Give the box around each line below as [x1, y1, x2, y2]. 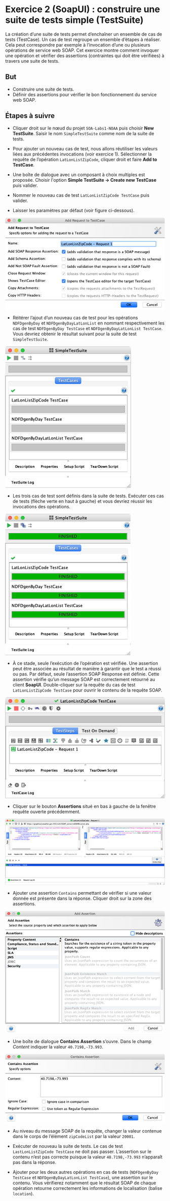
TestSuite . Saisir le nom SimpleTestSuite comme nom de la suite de [12, 130, 154, 136]
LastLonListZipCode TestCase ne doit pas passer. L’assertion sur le [12, 1148, 152, 1154]
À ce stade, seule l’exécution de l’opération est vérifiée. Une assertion [12, 660, 158, 666]
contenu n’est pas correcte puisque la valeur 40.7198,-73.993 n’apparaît [12, 1153, 163, 1160]
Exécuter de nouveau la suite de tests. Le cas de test [12, 1143, 123, 1149]
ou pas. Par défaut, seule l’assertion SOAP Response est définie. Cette [12, 671, 159, 677]
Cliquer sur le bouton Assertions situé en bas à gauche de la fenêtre [12, 804, 156, 810]
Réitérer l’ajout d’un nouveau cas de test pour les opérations [12, 314, 138, 321]
